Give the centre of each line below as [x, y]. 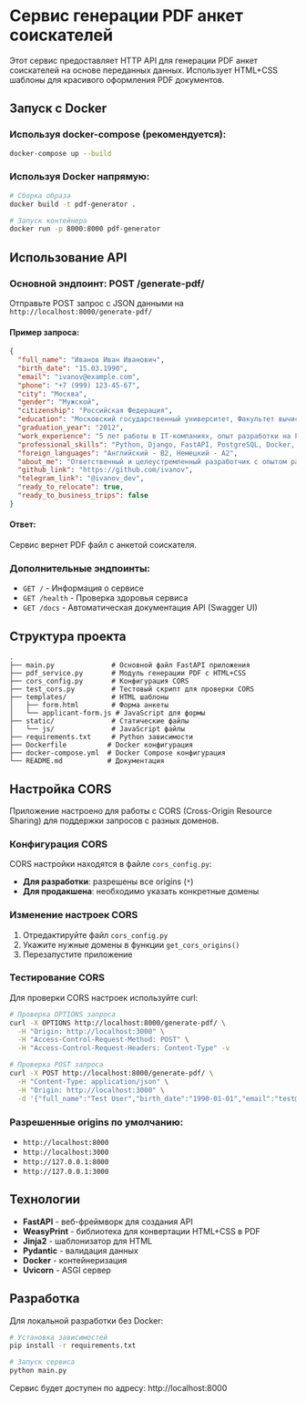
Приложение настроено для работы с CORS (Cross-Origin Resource [141, 810]
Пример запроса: [45, 332]
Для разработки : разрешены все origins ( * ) [108, 881]
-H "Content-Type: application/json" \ [93, 1081]
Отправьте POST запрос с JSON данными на [97, 303]
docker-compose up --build [61, 153]
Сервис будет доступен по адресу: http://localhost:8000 [118, 1388]
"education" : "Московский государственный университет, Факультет [146, 419]
